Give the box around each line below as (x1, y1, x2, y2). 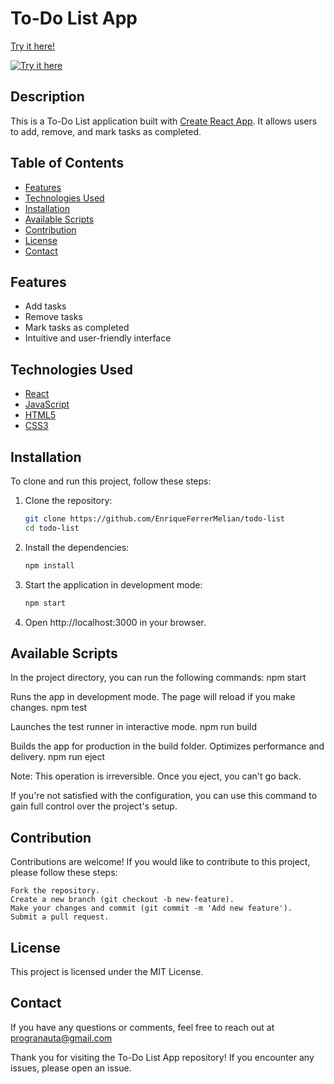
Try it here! (10, 40, 56, 52)
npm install (24, 560, 75, 571)
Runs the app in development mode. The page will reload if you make (10, 691, 296, 703)
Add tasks (24, 300, 67, 312)
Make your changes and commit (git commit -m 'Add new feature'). (10, 903, 293, 914)
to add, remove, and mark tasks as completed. (10, 125, 202, 137)
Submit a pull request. (10, 912, 110, 922)
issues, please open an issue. (10, 1062, 132, 1074)
